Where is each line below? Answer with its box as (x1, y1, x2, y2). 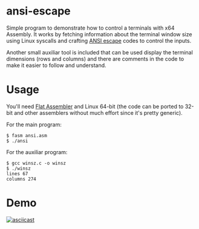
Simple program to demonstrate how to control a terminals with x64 (6, 24, 175, 31)
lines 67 (6, 170, 28, 176)
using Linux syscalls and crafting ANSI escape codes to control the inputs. (6, 37, 192, 44)
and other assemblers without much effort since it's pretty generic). (14, 109, 183, 116)
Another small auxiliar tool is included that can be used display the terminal (6, 48, 194, 56)
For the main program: (6, 121, 62, 128)
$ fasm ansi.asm (6, 132, 47, 138)
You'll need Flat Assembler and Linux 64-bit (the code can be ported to (6, 103, 184, 110)
